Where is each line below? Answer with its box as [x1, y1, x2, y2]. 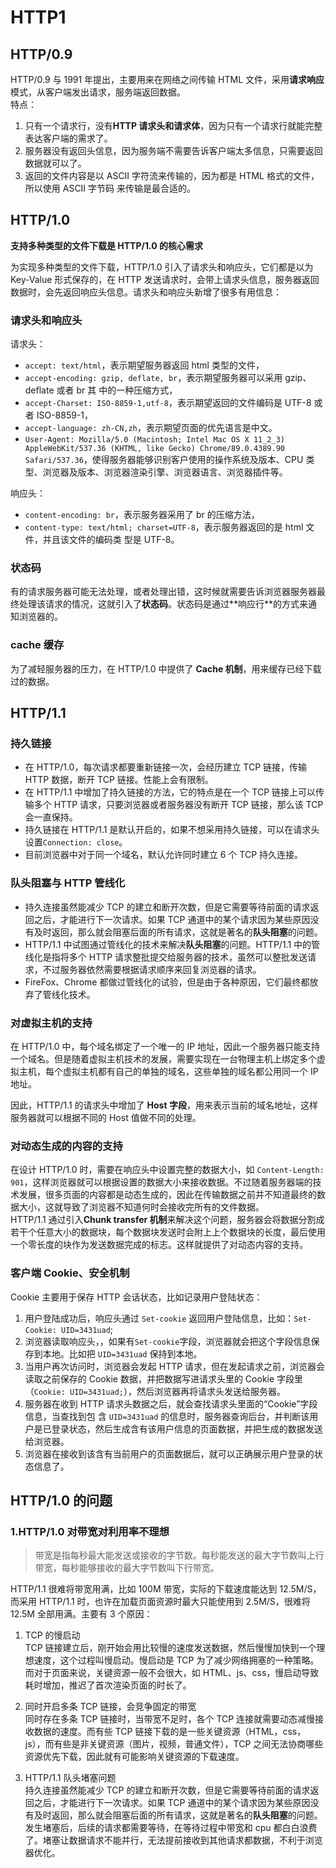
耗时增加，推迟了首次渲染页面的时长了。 [24, 1679, 192, 1691]
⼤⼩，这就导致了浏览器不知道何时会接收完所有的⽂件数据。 [18, 1201, 265, 1213]
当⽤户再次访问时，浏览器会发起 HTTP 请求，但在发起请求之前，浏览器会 [24, 1360, 326, 1372]
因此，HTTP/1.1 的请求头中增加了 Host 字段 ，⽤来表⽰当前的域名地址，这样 [10, 1099, 318, 1111]
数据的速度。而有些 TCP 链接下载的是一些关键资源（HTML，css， [33, 1726, 307, 1738]
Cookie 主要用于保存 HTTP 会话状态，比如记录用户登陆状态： [10, 1291, 263, 1303]
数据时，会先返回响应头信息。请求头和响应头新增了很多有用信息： [10, 286, 282, 298]
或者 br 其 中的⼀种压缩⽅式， [56, 384, 178, 396]
